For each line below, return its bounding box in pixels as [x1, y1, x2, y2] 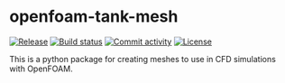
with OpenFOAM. [9, 63, 74, 74]
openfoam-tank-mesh [9, 6, 179, 27]
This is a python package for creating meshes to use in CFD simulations [9, 53, 277, 64]
